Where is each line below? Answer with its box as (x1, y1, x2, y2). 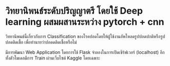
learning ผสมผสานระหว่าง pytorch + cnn (5, 16, 164, 28)
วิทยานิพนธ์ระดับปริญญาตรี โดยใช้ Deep (5, 5, 143, 17)
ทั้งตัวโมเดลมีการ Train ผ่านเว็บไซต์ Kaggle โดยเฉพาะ (5, 55, 100, 61)
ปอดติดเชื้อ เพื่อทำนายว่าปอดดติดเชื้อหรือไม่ (5, 39, 77, 45)
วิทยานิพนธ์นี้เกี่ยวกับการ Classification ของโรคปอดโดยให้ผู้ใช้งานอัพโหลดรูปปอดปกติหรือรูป (5, 33, 165, 39)
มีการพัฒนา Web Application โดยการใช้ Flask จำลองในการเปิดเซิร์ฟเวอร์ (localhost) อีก (5, 49, 165, 55)
